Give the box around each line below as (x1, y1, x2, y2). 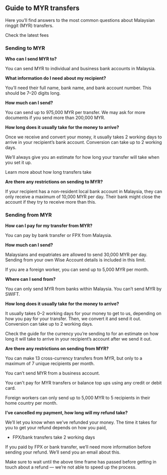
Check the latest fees (5, 32, 49, 38)
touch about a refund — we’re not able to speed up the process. (5, 464, 137, 470)
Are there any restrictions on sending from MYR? (5, 346, 109, 352)
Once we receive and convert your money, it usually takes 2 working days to (5, 134, 162, 140)
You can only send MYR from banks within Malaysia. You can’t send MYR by (5, 286, 162, 292)
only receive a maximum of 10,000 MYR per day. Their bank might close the (5, 194, 161, 200)
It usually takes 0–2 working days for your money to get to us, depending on (5, 311, 162, 317)
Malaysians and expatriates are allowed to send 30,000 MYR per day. (5, 251, 148, 258)
